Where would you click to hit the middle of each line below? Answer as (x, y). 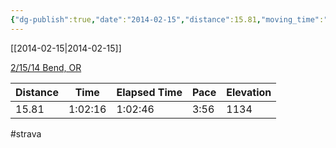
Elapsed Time (149, 92)
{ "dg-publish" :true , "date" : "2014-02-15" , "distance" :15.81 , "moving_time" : (167, 19)
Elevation (249, 92)
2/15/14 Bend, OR (46, 67)
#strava (26, 133)
